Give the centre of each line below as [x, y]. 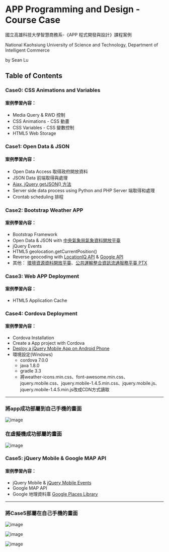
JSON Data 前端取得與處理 [40, 177]
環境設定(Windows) [33, 354]
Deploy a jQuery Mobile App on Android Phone [61, 348]
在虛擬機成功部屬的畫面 [33, 434]
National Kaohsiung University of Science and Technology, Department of [82, 44]
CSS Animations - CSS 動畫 [41, 121]
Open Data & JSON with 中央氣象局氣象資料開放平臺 [66, 240]
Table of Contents [34, 76]
